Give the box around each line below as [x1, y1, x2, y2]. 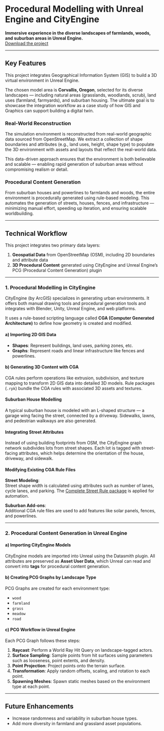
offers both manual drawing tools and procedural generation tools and [5, 300, 146, 306]
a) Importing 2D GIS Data [5, 332, 57, 338]
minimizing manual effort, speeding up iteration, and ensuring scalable [5, 206, 147, 211]
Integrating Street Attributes [5, 429, 64, 435]
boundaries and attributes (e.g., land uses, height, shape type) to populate [5, 141, 155, 147]
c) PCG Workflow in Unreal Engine [5, 627, 76, 633]
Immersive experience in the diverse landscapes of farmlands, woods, [5, 30, 151, 36]
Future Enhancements [5, 702, 74, 710]
